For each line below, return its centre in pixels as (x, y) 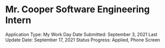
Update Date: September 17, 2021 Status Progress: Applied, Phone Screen (83, 40)
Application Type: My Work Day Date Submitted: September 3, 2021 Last (81, 34)
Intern (18, 20)
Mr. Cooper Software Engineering (78, 9)
